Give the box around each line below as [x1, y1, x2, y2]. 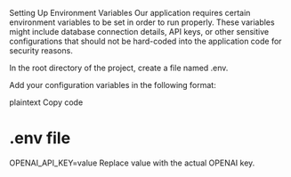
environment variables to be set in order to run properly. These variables [9, 17, 275, 28]
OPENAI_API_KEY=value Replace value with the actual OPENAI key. [9, 157, 255, 168]
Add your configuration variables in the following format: [9, 80, 216, 90]
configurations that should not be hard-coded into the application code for [9, 36, 282, 46]
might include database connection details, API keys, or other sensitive [9, 27, 270, 36]
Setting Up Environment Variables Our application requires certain [9, 8, 251, 18]
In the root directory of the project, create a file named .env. [9, 62, 229, 73]
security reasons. [9, 45, 73, 56]
